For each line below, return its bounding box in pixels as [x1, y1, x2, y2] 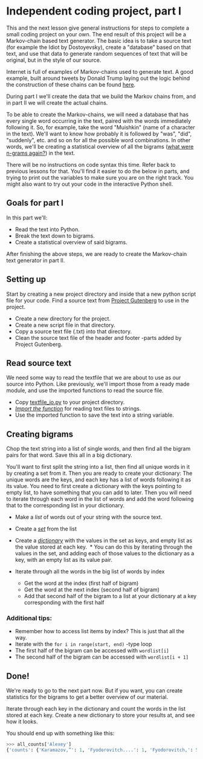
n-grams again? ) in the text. [6, 149, 76, 157]
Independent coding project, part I [6, 4, 182, 18]
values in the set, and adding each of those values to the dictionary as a [14, 550, 195, 557]
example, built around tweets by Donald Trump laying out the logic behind [6, 74, 190, 82]
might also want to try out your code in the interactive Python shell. [6, 180, 173, 187]
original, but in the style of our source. [6, 56, 101, 64]
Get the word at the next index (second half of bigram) [24, 586, 160, 593]
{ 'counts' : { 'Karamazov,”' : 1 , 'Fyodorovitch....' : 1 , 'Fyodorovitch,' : [6, 747, 193, 754]
